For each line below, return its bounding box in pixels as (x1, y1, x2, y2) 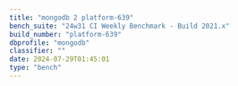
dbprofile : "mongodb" (9, 38, 90, 47)
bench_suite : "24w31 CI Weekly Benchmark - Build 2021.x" (9, 21, 230, 30)
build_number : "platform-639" (9, 30, 123, 39)
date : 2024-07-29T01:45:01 (9, 55, 110, 64)
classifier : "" (9, 47, 66, 56)
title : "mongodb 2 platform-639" (9, 13, 134, 22)
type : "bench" (9, 64, 63, 73)
